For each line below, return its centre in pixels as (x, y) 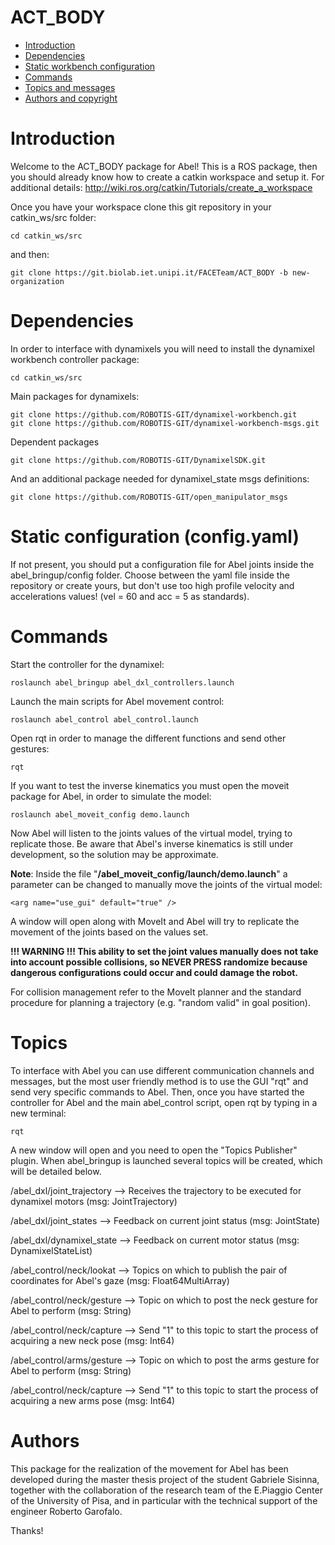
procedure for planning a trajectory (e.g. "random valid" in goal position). (160, 1002)
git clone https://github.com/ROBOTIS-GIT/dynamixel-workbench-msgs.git (165, 423)
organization (37, 281)
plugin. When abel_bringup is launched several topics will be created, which (166, 1160)
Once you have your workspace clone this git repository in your (141, 207)
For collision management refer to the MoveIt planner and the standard (156, 992)
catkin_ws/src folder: (53, 217)
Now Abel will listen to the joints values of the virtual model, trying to (151, 833)
